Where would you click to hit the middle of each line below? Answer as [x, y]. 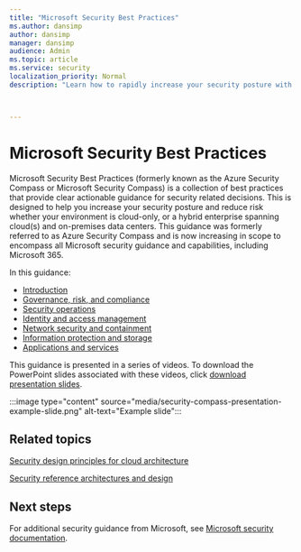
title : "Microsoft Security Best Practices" [94, 18]
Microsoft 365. [36, 254]
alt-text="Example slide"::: [133, 410]
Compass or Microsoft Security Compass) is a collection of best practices [146, 188]
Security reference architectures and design [91, 478]
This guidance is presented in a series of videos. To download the [132, 364]
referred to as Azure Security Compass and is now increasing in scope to [145, 235]
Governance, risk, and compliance [86, 299]
